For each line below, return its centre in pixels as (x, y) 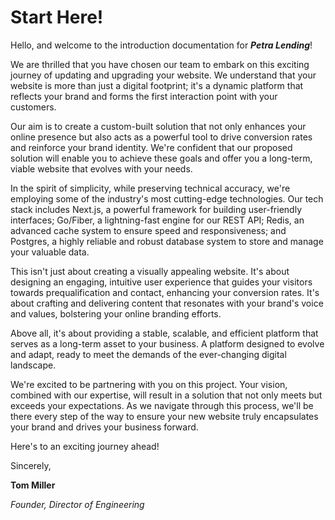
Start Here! (57, 17)
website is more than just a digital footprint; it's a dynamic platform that (157, 85)
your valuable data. (50, 252)
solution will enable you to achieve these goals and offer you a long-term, (161, 158)
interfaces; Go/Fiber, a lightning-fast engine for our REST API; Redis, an (157, 220)
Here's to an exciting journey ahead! (85, 446)
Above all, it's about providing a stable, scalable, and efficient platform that (164, 333)
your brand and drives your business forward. (104, 427)
